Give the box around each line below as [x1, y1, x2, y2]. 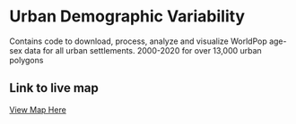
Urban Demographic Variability [9, 6, 245, 27]
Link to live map [9, 80, 99, 95]
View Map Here [9, 104, 67, 115]
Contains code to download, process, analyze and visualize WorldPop [9, 36, 267, 46]
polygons [9, 54, 44, 65]
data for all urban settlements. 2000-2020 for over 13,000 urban [23, 45, 262, 55]
